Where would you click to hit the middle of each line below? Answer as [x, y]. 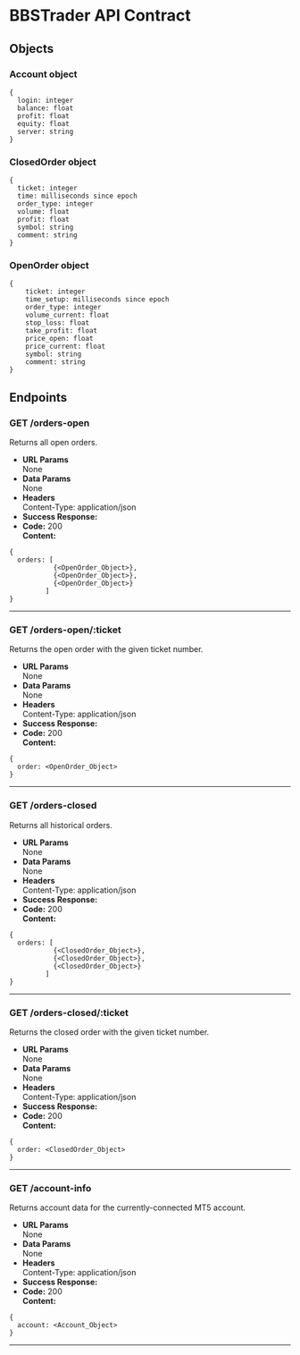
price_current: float [65, 347]
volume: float [43, 212]
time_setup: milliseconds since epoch [97, 300]
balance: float [46, 108]
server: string [46, 131]
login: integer [46, 100]
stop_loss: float [58, 323]
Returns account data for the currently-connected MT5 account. [128, 1207]
